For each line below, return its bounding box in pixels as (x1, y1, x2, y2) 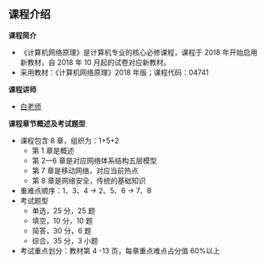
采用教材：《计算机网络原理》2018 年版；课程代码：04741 (19, 67, 209, 77)
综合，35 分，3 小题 (31, 236, 98, 245)
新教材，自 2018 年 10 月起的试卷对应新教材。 (19, 57, 171, 67)
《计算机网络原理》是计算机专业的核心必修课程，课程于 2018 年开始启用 (19, 47, 258, 57)
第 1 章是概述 (31, 145, 74, 155)
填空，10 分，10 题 (31, 216, 94, 225)
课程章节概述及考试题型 (8, 119, 86, 128)
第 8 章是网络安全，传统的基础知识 (31, 176, 147, 185)
